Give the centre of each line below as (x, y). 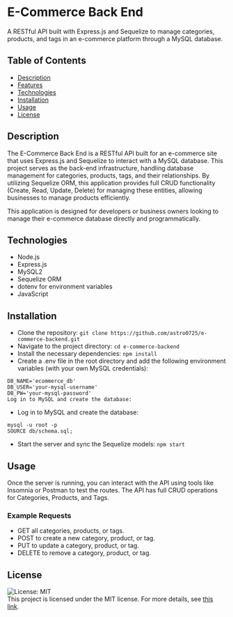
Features (30, 85)
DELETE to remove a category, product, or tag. (84, 553)
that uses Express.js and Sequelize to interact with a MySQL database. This (115, 160)
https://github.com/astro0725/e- (159, 334)
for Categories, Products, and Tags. (58, 498)
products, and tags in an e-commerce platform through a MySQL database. (115, 38)
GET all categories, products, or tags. (71, 531)
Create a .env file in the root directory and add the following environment (121, 361)
